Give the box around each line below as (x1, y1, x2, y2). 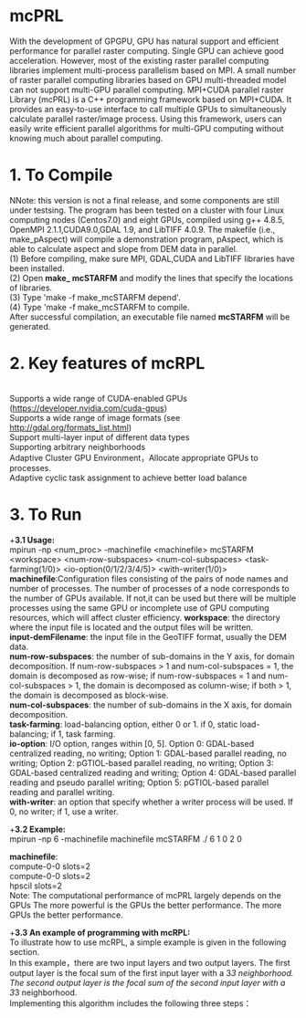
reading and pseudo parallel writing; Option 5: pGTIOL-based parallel (9, 777, 269, 788)
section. (9, 946, 40, 957)
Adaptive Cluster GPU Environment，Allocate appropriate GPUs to (9, 452, 259, 463)
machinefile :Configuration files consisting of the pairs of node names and (9, 572, 289, 584)
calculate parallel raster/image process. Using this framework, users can (9, 113, 283, 124)
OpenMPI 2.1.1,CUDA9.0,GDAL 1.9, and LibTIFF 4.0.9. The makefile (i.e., (9, 224, 276, 235)
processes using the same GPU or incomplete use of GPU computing (9, 602, 269, 613)
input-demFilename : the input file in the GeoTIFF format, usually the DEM (9, 631, 288, 642)
